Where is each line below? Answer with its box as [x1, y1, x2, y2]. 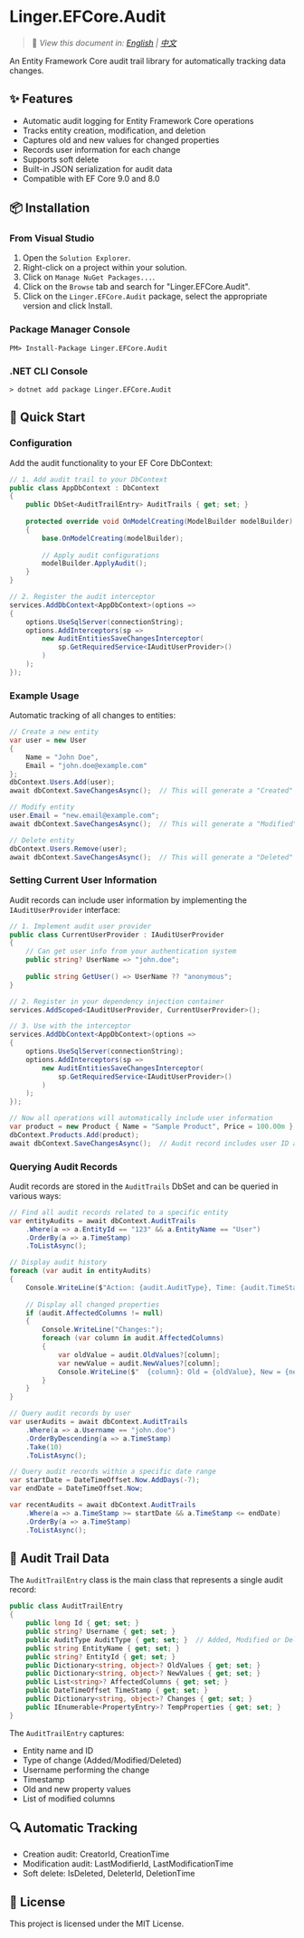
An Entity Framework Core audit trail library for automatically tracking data [9, 55, 287, 66]
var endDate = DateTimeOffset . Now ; [9, 1484, 144, 1494]
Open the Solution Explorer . [22, 252, 131, 263]
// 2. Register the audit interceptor [9, 593, 156, 602]
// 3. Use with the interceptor [9, 1021, 131, 1031]
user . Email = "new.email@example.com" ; [9, 812, 160, 821]
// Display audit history [9, 1258, 107, 1268]
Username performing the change [22, 1764, 150, 1775]
